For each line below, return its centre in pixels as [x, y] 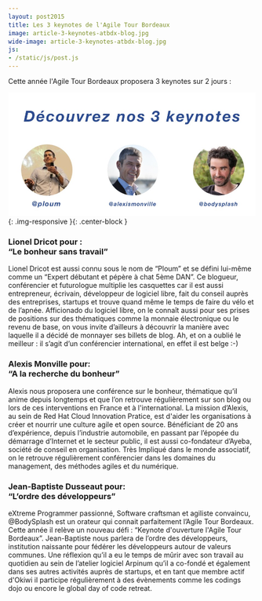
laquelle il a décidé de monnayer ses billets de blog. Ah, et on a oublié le [125, 335]
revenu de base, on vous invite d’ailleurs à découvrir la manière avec [119, 327]
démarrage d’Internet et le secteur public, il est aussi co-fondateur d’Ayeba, [130, 441]
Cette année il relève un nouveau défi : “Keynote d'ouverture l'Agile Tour [125, 530]
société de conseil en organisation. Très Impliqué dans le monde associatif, [129, 449]
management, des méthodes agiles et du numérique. [93, 466]
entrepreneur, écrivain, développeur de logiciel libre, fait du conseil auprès [128, 293]
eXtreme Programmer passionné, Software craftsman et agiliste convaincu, [129, 513]
